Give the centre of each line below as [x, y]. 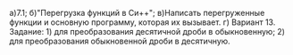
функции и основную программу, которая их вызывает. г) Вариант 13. [142, 22]
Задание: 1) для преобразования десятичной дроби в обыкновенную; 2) [147, 31]
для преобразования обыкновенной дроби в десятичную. [120, 41]
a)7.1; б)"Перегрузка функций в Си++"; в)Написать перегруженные [137, 13]
